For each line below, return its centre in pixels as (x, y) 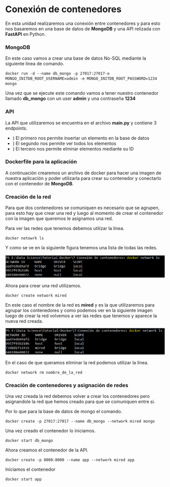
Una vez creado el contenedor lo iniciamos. (51, 431)
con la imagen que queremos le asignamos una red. (59, 218)
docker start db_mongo (29, 441)
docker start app (24, 479)
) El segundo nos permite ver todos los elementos (64, 143)
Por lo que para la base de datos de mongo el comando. (64, 411)
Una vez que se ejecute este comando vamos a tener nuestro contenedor (82, 93)
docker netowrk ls (25, 238)
